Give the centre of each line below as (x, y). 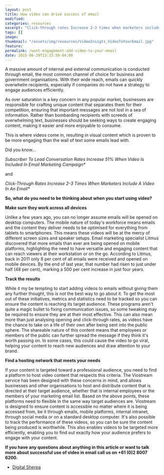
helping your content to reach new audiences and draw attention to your (78, 346)
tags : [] (14, 32)
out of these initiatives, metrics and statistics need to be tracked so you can (81, 299)
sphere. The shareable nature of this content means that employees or (76, 330)
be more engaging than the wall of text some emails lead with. (68, 140)
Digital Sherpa (26, 467)
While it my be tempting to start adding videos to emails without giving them (82, 289)
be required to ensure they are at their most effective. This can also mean (79, 315)
